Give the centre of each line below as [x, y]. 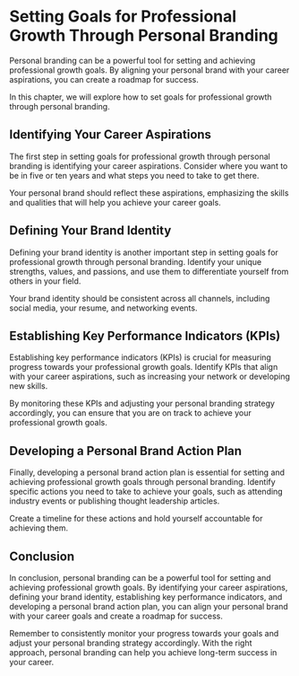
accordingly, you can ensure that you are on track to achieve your [131, 413]
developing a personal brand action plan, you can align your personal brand [149, 606]
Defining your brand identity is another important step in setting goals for [144, 252]
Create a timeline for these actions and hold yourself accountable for [136, 519]
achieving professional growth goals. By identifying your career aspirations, [149, 587]
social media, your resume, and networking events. [103, 308]
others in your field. [45, 281]
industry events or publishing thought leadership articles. [115, 501]
